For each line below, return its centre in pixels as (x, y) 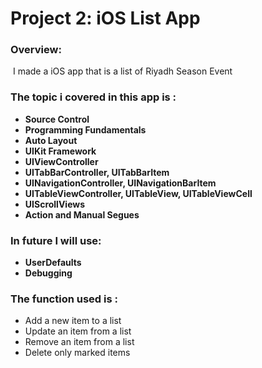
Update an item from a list (78, 331)
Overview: (36, 50)
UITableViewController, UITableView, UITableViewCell (138, 193)
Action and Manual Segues (82, 214)
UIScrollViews (55, 204)
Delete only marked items (77, 353)
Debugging (48, 273)
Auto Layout (51, 140)
